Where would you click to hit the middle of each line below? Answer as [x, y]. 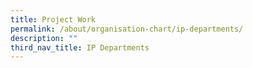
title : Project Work [53, 19]
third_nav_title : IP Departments [80, 47]
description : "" [44, 38]
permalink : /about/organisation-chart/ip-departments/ [127, 29]
